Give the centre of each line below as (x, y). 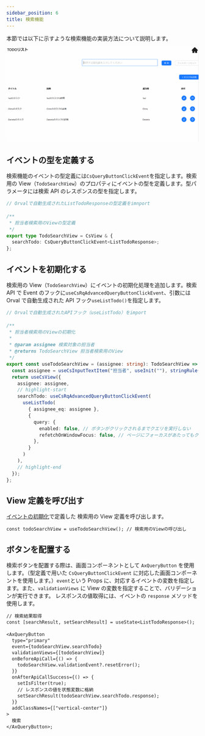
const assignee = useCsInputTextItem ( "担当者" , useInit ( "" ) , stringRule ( (106, 370)
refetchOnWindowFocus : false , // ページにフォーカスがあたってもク (119, 435)
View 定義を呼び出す (45, 501)
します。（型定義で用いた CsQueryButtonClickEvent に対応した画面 (88, 573)
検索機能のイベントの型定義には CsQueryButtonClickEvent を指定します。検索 (102, 176)
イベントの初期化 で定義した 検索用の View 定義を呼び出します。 (87, 517)
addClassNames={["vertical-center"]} (60, 709)
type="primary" (31, 641)
